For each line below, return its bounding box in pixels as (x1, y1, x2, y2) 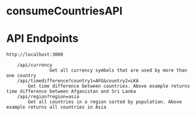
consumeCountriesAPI (6, 4, 122, 18)
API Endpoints (6, 32, 79, 46)
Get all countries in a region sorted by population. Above (28, 99, 182, 105)
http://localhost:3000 (6, 52, 63, 58)
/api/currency (17, 62, 52, 69)
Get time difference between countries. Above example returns (28, 83, 190, 90)
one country (6, 73, 36, 79)
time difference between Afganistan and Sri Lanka (6, 88, 136, 94)
